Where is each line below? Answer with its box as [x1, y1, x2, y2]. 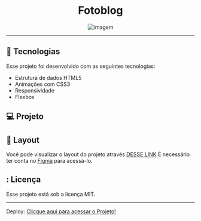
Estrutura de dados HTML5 [14, 74, 82, 81]
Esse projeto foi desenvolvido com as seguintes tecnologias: [6, 62, 156, 70]
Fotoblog [77, 4, 124, 17]
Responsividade [14, 86, 55, 94]
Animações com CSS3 [14, 80, 71, 88]
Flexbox [14, 93, 35, 100]
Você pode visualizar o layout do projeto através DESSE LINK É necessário [6, 151, 190, 158]
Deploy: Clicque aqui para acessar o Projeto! [6, 208, 116, 215]
